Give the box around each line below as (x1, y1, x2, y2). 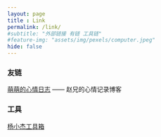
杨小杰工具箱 (7, 121, 44, 131)
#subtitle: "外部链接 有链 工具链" (7, 30, 102, 37)
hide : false (7, 43, 42, 50)
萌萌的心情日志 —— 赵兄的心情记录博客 (7, 85, 122, 94)
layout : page (7, 10, 46, 18)
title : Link (7, 17, 46, 24)
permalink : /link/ (7, 23, 61, 30)
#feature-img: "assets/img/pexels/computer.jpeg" (7, 37, 156, 44)
